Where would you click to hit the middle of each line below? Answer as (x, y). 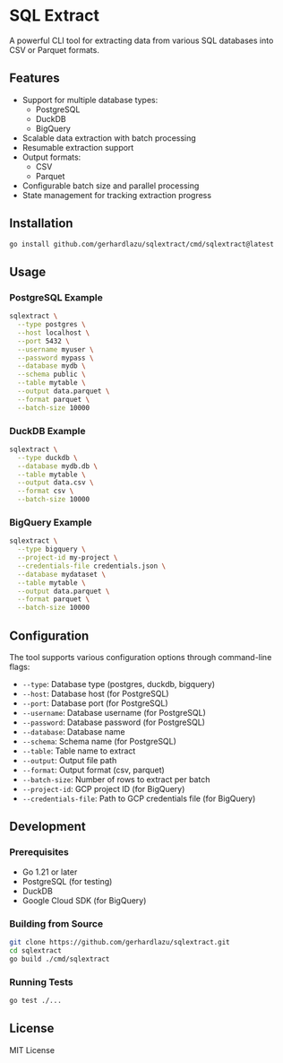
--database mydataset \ (61, 574)
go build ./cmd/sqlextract (60, 959)
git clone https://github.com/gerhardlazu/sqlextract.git (120, 943)
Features (34, 78)
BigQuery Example (51, 522)
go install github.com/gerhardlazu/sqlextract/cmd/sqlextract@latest (142, 244)
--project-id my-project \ (68, 558)
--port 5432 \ (43, 341)
